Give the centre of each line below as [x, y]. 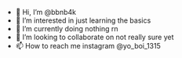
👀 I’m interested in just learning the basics [83, 20]
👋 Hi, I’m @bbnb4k [46, 12]
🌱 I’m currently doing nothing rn [67, 29]
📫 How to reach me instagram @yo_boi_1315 [88, 46]
